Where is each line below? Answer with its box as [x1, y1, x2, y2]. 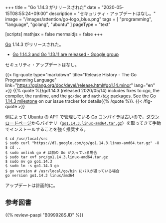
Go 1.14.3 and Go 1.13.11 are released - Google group [12, 51, 119, 57]
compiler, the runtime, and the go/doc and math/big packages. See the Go [5, 93, 156, 99]
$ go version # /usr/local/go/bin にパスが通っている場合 [5, 169, 120, 174]
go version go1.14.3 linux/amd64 [5, 173, 75, 178]
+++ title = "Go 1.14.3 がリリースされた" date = [5, 4, 101, 10]
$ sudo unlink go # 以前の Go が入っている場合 [5, 150, 97, 155]
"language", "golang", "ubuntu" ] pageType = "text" [5, 21, 111, 27]
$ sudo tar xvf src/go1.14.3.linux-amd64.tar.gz [5, 155, 108, 160]
